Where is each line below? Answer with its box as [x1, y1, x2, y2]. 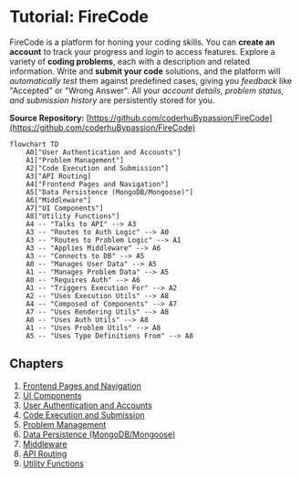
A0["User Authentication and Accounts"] [26, 148, 182, 157]
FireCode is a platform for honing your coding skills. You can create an [9, 36, 275, 47]
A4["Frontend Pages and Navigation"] [26, 180, 170, 189]
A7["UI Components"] [26, 203, 104, 213]
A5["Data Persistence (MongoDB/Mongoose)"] [26, 187, 194, 197]
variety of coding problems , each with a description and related [9, 56, 251, 67]
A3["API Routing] [26, 171, 92, 181]
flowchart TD [9, 140, 59, 149]
